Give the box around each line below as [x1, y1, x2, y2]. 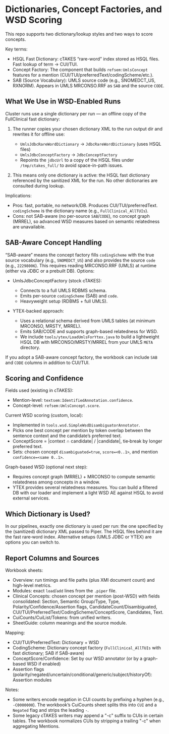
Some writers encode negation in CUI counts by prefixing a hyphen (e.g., [12, 697, 164, 702]
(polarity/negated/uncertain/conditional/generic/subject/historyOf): [12, 671, 152, 678]
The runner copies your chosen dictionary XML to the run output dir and [12, 126, 163, 132]
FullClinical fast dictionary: [5, 116, 61, 122]
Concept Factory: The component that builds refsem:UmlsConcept [12, 67, 148, 73]
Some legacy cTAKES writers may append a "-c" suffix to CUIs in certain [12, 712, 163, 718]
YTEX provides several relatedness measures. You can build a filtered [12, 484, 158, 491]
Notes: [5, 687, 19, 693]
